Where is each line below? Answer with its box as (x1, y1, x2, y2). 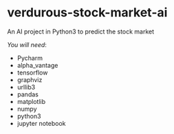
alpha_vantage (17, 61, 58, 69)
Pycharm (17, 53, 43, 62)
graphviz (17, 75, 43, 83)
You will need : (7, 40, 47, 49)
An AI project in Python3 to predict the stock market (7, 27, 155, 36)
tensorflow (17, 68, 48, 77)
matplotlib (17, 97, 46, 105)
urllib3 (17, 83, 36, 91)
